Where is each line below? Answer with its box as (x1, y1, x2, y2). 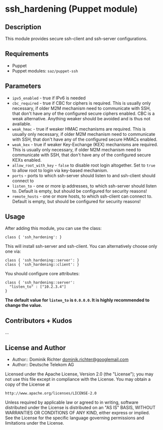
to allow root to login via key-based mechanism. (12, 167, 109, 173)
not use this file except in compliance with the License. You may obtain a (5, 376, 151, 382)
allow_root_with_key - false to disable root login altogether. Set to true (12, 162, 156, 168)
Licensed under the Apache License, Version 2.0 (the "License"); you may (5, 371, 154, 377)
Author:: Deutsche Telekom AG (12, 362, 74, 368)
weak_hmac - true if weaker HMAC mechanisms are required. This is (12, 126, 146, 132)
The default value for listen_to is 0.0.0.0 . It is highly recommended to (5, 297, 150, 303)
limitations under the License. (5, 420, 64, 426)
